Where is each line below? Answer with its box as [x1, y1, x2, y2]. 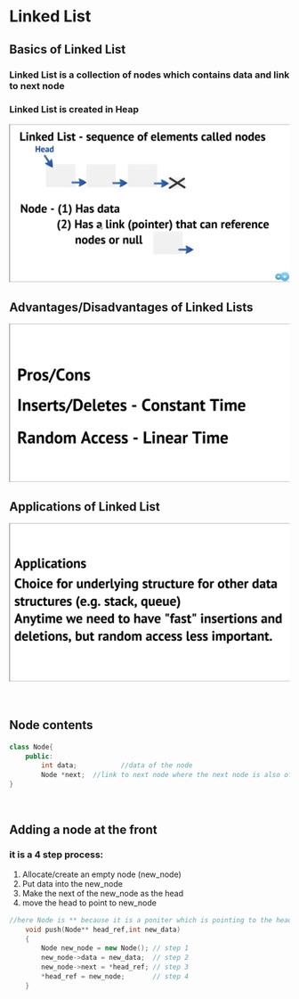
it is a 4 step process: [9, 848, 104, 861]
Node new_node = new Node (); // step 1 [41, 944, 190, 953]
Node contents [9, 717, 93, 733]
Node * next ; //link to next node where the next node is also [41, 771, 280, 780]
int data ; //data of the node [41, 761, 193, 770]
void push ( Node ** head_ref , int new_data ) [25, 925, 181, 934]
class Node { [9, 742, 53, 751]
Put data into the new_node [21, 878, 123, 888]
